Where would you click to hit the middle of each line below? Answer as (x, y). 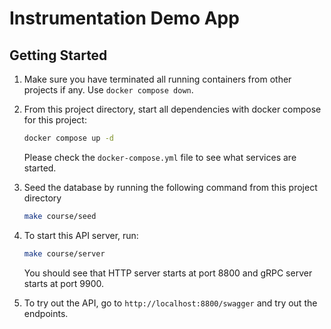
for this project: (55, 120)
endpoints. (46, 313)
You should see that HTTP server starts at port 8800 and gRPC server (168, 273)
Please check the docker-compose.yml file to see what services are (160, 157)
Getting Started (58, 55)
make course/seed (60, 216)
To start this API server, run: (81, 235)
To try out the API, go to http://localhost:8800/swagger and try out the (170, 303)
